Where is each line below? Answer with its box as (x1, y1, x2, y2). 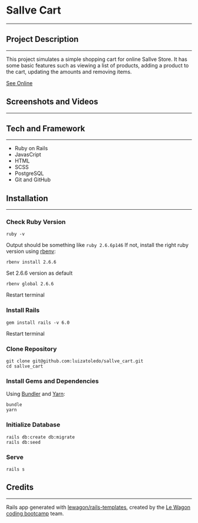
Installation (6, 193, 48, 203)
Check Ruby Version (6, 218, 66, 226)
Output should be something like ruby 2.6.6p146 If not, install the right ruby (6, 242, 189, 249)
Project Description (6, 34, 79, 44)
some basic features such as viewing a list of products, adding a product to (6, 61, 189, 69)
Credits (6, 482, 34, 492)
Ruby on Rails (14, 145, 48, 152)
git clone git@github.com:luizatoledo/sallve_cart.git (6, 358, 144, 364)
